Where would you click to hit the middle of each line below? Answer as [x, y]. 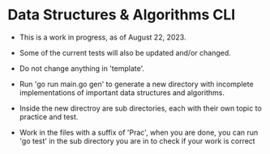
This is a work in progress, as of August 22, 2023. [103, 37]
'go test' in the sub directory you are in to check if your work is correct [137, 141]
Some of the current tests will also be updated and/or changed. [125, 52]
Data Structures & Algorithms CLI [122, 15]
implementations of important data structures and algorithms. [122, 92]
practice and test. [49, 117]
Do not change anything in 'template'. [82, 68]
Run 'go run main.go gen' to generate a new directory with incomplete [136, 84]
